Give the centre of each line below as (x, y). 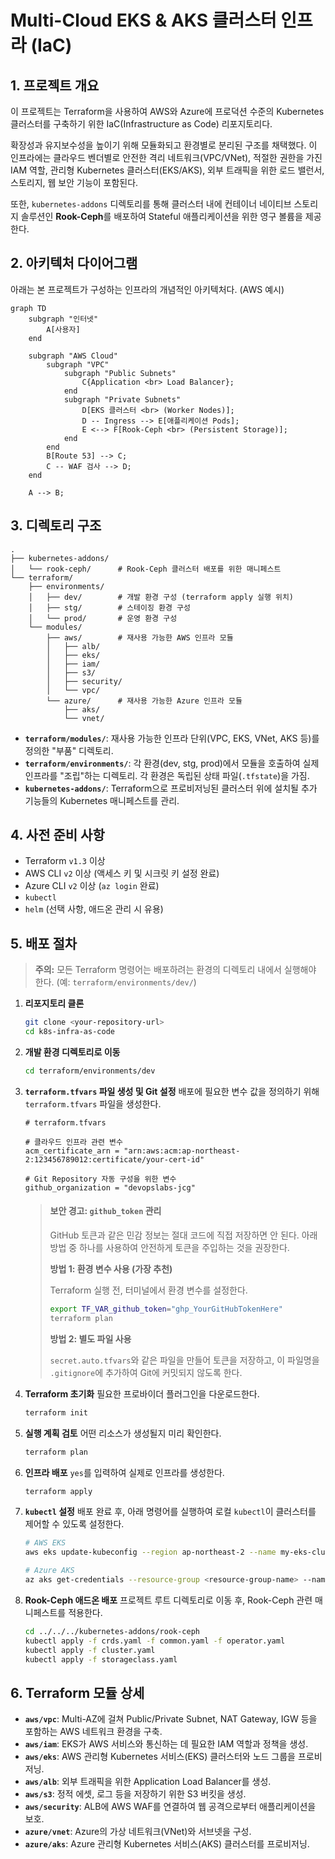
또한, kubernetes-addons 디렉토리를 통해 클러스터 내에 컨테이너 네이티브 (151, 204)
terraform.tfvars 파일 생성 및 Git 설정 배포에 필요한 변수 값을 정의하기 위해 (172, 1091)
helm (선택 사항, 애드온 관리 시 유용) (94, 909)
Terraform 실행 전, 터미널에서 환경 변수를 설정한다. (148, 1290)
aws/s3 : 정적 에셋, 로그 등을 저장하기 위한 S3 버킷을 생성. (135, 1794)
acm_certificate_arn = (72, 1151)
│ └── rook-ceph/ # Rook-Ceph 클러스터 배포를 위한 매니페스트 (146, 569)
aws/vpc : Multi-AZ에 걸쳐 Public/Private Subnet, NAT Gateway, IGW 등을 (171, 1719)
